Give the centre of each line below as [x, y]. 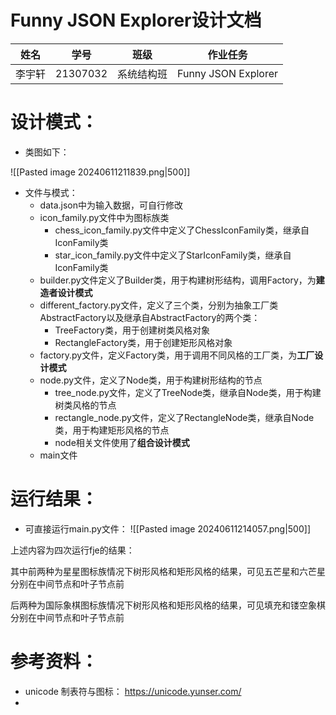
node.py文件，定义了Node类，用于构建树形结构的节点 [151, 380]
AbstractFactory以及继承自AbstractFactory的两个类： [150, 317]
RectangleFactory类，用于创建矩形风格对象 [143, 342]
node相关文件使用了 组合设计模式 [122, 442]
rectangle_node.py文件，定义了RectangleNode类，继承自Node [184, 417]
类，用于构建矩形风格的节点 [112, 430]
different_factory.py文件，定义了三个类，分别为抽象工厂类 [159, 305]
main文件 [58, 455]
